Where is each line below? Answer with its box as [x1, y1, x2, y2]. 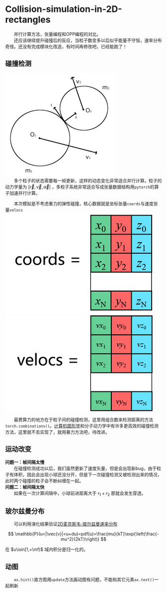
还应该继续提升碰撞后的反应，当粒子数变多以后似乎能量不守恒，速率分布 [14, 37, 162, 43]
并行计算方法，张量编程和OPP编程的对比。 [14, 31, 101, 37]
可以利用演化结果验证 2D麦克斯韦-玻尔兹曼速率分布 [14, 521, 118, 527]
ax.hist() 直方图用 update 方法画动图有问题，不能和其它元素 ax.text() [14, 576, 155, 582]
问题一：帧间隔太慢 [5, 459, 45, 465]
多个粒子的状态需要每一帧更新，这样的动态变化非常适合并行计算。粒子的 [14, 177, 162, 183]
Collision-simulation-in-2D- [5, 3, 122, 15]
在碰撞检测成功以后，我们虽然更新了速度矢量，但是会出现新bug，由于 [14, 465, 157, 471]
